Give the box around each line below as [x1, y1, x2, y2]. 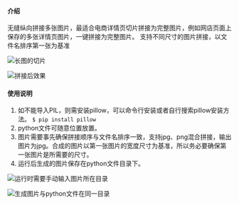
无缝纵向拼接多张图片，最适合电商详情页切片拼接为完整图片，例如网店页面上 [7, 23, 232, 32]
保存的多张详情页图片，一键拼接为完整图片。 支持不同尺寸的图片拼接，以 [7, 33, 221, 41]
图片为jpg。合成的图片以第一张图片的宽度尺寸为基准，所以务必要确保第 [17, 142, 227, 150]
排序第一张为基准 [19, 41, 70, 50]
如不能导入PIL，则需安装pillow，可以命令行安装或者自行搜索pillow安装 [17, 106, 224, 115]
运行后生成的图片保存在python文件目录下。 [17, 160, 144, 168]
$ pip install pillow [31, 116, 96, 123]
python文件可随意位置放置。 [17, 124, 101, 133]
